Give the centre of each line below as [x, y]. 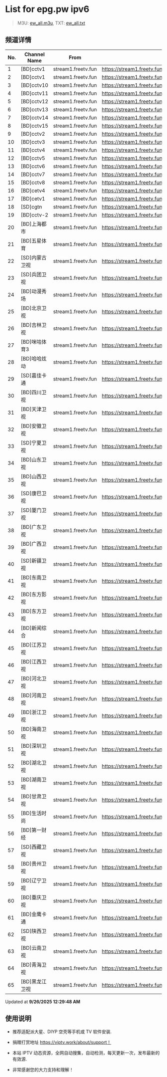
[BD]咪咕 [31, 342]
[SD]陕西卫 [34, 931]
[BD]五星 [31, 240]
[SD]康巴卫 [34, 493]
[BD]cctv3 [33, 142]
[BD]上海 [31, 224]
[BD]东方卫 [34, 611]
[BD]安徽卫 [34, 426]
